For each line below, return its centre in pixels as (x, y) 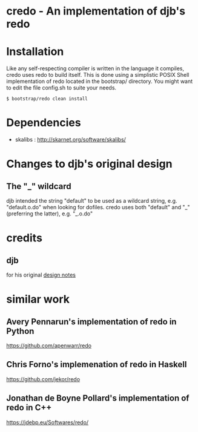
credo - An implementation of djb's (96, 11)
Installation (35, 52)
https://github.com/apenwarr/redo (49, 345)
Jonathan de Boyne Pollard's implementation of (98, 398)
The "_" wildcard (39, 186)
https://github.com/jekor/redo (43, 379)
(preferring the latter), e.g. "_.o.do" (50, 214)
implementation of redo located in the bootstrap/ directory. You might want (100, 81)
